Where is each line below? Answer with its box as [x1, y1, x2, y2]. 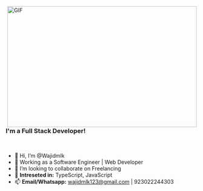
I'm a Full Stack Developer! [5, 127, 86, 135]
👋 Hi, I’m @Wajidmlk [14, 152, 65, 160]
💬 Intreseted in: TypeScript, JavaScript [14, 172, 113, 179]
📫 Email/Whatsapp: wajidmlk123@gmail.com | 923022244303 [14, 178, 174, 186]
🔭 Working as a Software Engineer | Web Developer [14, 158, 144, 166]
